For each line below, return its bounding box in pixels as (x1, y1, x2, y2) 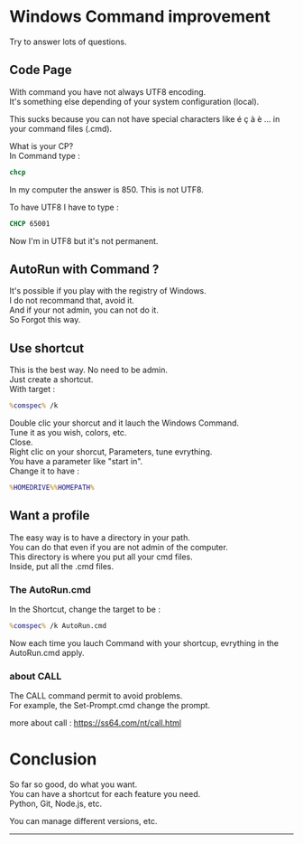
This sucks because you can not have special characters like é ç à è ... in (9, 113, 280, 124)
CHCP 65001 (9, 219, 50, 228)
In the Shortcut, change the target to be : (9, 604, 161, 614)
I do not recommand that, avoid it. (9, 295, 135, 306)
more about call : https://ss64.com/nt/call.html (9, 717, 182, 728)
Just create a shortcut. (9, 374, 94, 385)
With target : (9, 384, 56, 395)
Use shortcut (9, 341, 84, 356)
